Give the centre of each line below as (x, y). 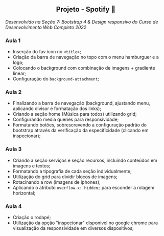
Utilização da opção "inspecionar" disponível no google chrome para (85, 223)
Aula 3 (14, 149)
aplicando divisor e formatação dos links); (57, 109)
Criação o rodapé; (32, 217)
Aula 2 (14, 92)
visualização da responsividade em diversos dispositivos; (73, 228)
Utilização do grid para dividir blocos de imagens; (65, 177)
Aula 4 (14, 206)
